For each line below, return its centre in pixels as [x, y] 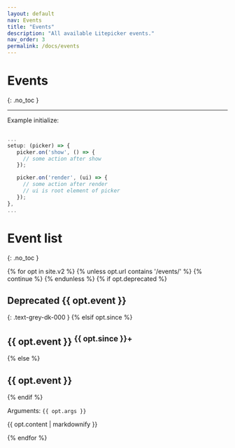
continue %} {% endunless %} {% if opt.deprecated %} [87, 279]
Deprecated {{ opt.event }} [67, 300]
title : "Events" [31, 27]
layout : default [31, 14]
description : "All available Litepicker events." [81, 33]
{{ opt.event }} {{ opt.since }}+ [70, 340]
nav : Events [24, 20]
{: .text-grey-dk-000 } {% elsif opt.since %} [70, 317]
